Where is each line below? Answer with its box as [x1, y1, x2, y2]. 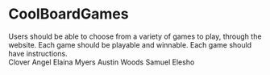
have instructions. [8, 48, 68, 58]
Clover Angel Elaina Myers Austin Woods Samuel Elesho [8, 57, 195, 67]
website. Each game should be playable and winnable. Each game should [8, 40, 252, 49]
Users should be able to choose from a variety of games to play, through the [8, 31, 262, 41]
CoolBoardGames [8, 5, 129, 23]
